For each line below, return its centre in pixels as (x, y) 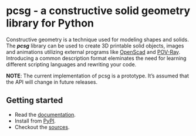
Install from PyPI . (35, 121)
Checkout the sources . (42, 127)
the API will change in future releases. (52, 82)
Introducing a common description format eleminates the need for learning (96, 58)
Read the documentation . (45, 114)
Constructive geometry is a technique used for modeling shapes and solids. (98, 39)
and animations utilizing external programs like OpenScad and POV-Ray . (93, 52)
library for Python (50, 23)
